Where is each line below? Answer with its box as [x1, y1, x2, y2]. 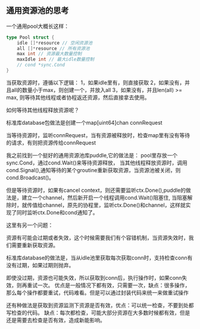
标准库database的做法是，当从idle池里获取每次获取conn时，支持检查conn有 [6, 254, 193, 261]
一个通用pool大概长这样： [6, 23, 70, 30]
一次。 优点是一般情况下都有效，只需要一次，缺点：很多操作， [37, 281, 190, 289]
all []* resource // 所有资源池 [17, 45, 90, 52]
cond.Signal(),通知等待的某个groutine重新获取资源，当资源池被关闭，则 [6, 166, 181, 173]
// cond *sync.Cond [17, 62, 65, 68]
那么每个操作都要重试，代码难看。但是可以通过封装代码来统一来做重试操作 [6, 289, 189, 296]
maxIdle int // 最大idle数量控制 [17, 56, 95, 62]
